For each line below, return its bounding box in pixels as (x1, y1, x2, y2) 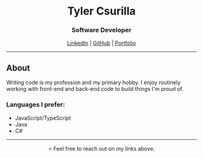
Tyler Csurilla (67, 4, 136, 18)
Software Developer (71, 26, 132, 35)
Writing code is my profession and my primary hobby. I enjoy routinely (6, 79, 181, 86)
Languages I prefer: (6, 100, 65, 109)
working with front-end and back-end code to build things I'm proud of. (6, 85, 184, 93)
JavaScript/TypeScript (14, 114, 71, 122)
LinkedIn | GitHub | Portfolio (67, 39, 136, 47)
